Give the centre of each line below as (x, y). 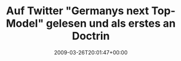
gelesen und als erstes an (111, 23)
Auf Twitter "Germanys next (78, 11)
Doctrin (91, 36)
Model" (25, 23)
